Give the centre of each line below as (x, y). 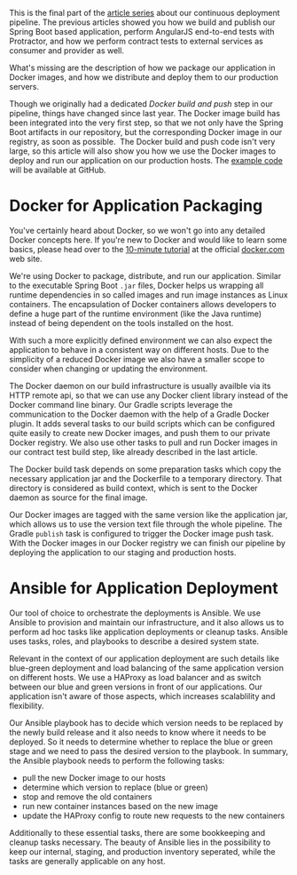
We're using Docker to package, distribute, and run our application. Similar (145, 275)
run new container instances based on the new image (120, 806)
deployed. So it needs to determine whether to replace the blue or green (141, 742)
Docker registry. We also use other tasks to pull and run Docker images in (143, 442)
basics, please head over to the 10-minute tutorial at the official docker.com (147, 249)
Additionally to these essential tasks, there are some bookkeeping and (137, 832)
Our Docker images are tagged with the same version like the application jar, (148, 514)
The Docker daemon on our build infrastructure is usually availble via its (140, 386)
